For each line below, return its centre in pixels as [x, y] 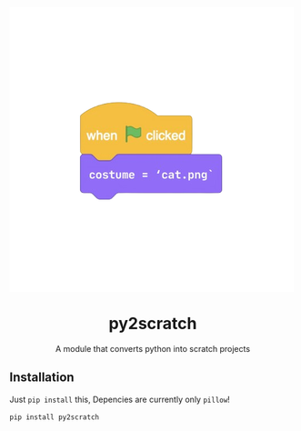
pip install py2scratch [55, 417]
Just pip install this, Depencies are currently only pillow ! [120, 399]
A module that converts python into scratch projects [153, 348]
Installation [42, 378]
